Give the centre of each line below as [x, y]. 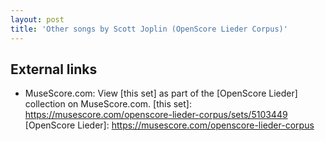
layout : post [37, 19]
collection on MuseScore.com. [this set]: [108, 104]
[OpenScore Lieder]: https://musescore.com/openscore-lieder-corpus [169, 125]
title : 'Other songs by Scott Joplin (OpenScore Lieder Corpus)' [149, 29]
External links [54, 69]
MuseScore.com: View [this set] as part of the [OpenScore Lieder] [161, 93]
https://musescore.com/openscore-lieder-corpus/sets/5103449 [156, 115]
